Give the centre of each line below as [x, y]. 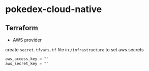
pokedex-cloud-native [54, 9]
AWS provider [27, 40]
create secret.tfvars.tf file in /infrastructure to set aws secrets [74, 50]
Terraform [22, 28]
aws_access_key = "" [27, 59]
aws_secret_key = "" [27, 63]
